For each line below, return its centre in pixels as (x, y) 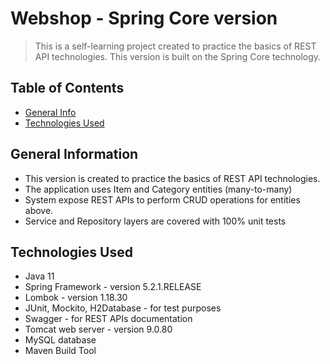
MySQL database (60, 340)
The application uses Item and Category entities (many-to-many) (158, 189)
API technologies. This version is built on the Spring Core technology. (178, 56)
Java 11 (39, 276)
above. (39, 210)
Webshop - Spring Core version (144, 18)
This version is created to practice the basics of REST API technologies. (172, 178)
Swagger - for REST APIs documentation (108, 319)
